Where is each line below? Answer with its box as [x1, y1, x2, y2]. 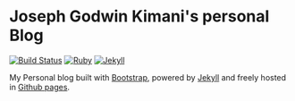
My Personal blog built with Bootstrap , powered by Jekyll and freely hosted [9, 72, 287, 82]
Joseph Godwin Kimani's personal [9, 6, 270, 27]
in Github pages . [9, 81, 70, 92]
